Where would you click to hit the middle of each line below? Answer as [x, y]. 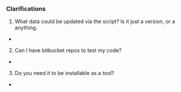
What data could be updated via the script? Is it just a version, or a [95, 22]
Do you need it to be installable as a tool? [64, 73]
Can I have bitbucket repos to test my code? [68, 50]
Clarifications [26, 9]
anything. [26, 28]
